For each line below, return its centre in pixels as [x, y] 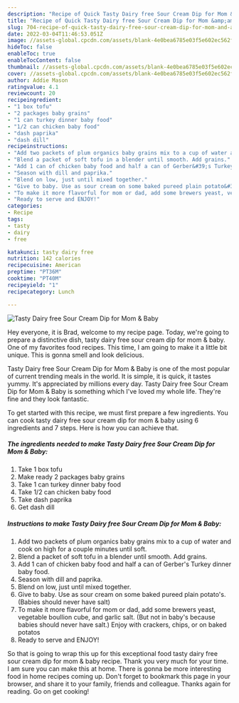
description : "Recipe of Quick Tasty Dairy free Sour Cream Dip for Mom [117, 14]
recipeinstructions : [38, 147]
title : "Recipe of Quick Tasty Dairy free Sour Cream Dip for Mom [108, 21]
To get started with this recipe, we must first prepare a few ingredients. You [118, 412]
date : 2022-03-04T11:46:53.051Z [55, 34]
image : [17, 41]
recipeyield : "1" [33, 285]
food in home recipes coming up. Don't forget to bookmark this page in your [119, 677]
